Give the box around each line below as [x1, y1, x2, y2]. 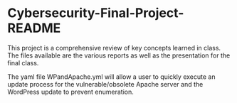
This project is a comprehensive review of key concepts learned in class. [7, 43, 221, 52]
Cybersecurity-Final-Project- [7, 5, 184, 21]
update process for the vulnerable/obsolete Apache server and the [7, 80, 204, 88]
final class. [7, 58, 39, 67]
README [7, 20, 61, 36]
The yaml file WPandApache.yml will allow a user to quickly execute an [7, 72, 216, 81]
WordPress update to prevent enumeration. [7, 87, 134, 96]
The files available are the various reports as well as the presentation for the [7, 51, 231, 60]
